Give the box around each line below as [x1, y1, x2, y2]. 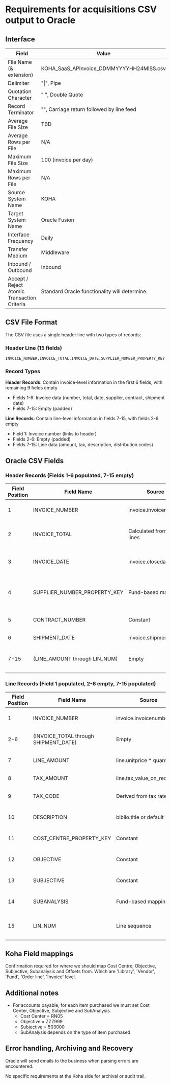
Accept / [8, 275, 28, 282]
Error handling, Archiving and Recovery [5, 1044, 133, 1053]
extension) [8, 72, 34, 78]
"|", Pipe [41, 80, 61, 86]
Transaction [8, 294, 37, 301]
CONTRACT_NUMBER [33, 616, 86, 624]
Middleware [41, 249, 70, 256]
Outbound [8, 267, 32, 274]
